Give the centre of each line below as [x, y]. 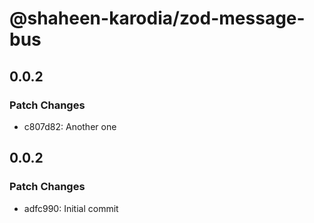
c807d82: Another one [70, 126]
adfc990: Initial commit [71, 208]
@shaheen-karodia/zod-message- [157, 18]
